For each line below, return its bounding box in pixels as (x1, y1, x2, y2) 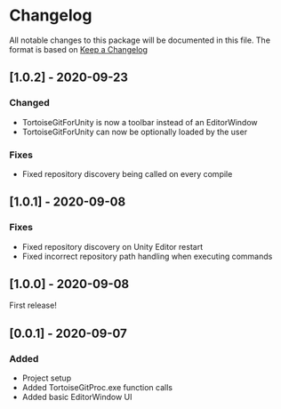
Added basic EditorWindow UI (21, 392, 132, 403)
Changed (9, 97, 51, 109)
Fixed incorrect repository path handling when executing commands (21, 251, 273, 261)
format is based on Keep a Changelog (9, 44, 149, 54)
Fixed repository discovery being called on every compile (21, 168, 233, 179)
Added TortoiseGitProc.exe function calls (21, 382, 173, 393)
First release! (9, 300, 58, 311)
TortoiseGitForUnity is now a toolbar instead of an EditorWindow (21, 116, 258, 127)
